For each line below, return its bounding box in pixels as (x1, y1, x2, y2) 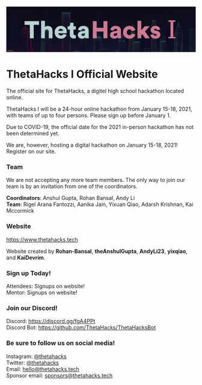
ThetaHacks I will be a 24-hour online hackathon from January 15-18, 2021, (6, 106, 192, 113)
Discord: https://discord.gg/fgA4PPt (6, 318, 96, 325)
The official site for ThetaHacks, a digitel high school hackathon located (6, 88, 185, 95)
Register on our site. (6, 148, 57, 155)
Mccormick (6, 207, 34, 214)
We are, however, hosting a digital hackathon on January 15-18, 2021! (6, 142, 178, 149)
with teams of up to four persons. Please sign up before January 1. (6, 112, 171, 119)
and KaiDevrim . (6, 253, 46, 261)
